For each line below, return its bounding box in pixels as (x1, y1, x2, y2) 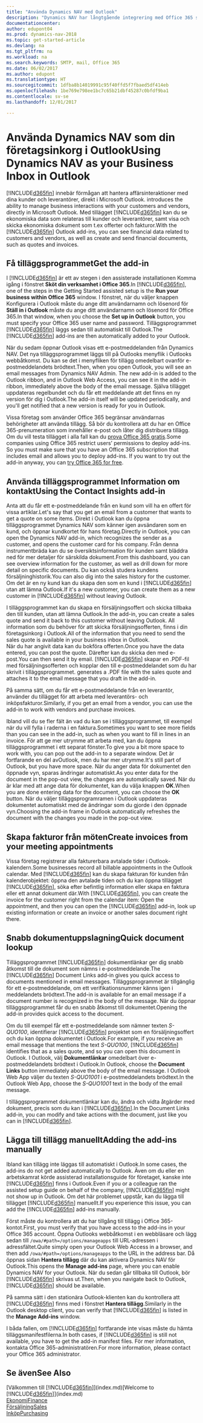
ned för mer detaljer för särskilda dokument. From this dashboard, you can (6, 554, 190, 561)
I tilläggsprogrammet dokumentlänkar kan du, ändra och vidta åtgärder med (6, 1098, 195, 1105)
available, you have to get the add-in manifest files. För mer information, (6, 1338, 186, 1345)
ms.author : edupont (6, 71, 56, 77)
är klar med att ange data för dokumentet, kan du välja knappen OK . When (6, 782, 190, 789)
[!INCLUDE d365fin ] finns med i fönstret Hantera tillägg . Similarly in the (6, 1300, 182, 1307)
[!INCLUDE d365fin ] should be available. (6, 1282, 106, 1289)
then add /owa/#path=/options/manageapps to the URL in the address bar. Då (6, 1250, 195, 1257)
